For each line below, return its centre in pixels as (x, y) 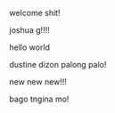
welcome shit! (35, 13)
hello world (30, 47)
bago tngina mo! (39, 99)
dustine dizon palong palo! (58, 65)
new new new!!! (38, 82)
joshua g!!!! (30, 30)
